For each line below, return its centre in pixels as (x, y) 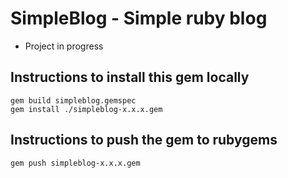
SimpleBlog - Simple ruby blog (139, 18)
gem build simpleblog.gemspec (73, 100)
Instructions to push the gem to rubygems (144, 140)
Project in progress (64, 46)
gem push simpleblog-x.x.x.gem (75, 163)
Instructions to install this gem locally (130, 77)
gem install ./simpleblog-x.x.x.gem (86, 109)
